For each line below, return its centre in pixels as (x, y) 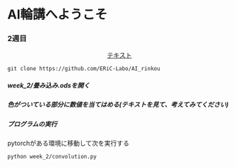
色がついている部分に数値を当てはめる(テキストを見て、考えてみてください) (118, 104)
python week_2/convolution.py (52, 157)
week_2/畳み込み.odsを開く (49, 85)
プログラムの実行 (32, 124)
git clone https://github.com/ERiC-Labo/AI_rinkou (84, 69)
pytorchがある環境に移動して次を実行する (69, 144)
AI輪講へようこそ (58, 15)
